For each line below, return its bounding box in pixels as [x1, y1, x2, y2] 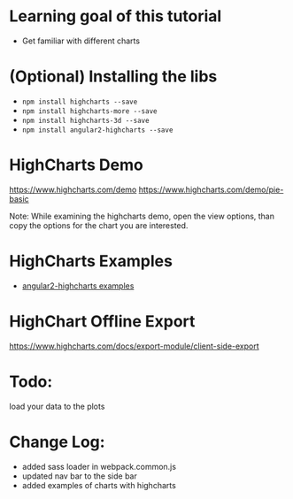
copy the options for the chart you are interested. [9, 219, 189, 231]
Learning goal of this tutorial [9, 6, 222, 27]
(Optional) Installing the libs [9, 66, 218, 87]
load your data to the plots [9, 401, 105, 411]
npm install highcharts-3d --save [21, 116, 150, 125]
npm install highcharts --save [21, 97, 138, 106]
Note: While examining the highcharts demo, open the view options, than [9, 211, 275, 221]
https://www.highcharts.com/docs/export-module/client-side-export [9, 341, 259, 351]
